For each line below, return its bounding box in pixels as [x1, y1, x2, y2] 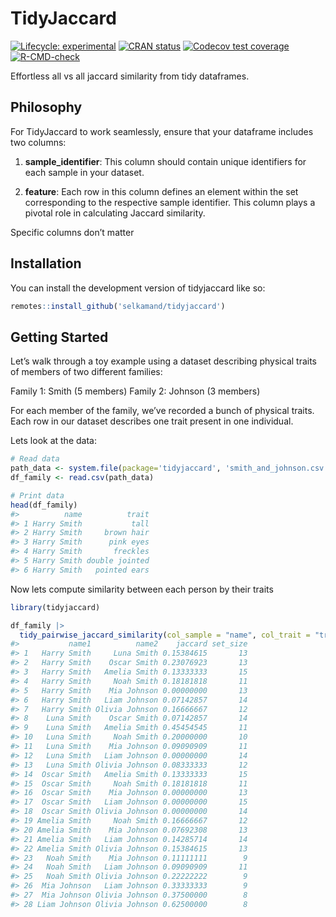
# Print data [10, 490, 65, 501]
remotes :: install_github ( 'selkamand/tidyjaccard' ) [10, 301, 226, 311]
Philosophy [10, 99, 83, 116]
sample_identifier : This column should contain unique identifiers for [24, 155, 307, 167]
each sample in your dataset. [24, 166, 145, 178]
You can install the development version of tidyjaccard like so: [10, 282, 266, 294]
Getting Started [10, 328, 109, 346]
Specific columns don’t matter [10, 226, 135, 238]
